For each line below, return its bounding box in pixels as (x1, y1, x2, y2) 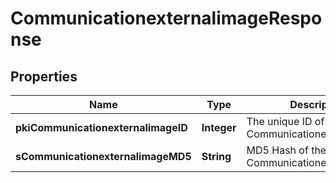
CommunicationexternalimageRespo (10, 7, 323, 30)
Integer (201, 121, 237, 134)
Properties (10, 68, 78, 85)
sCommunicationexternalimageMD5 (15, 150, 192, 163)
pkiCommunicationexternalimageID (15, 121, 188, 134)
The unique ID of (246, 115, 325, 128)
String (201, 150, 232, 163)
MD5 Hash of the (246, 143, 327, 157)
